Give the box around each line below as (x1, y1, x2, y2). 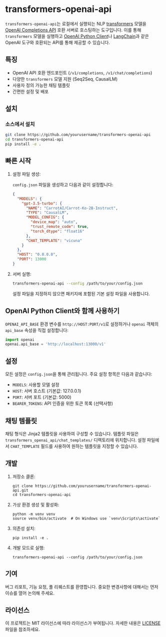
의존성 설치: (12, 525, 36, 531)
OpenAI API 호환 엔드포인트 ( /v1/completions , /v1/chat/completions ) (12, 69, 152, 75)
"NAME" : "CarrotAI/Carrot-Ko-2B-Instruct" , (25, 205, 118, 210)
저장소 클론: (12, 473, 36, 479)
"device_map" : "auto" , (30, 219, 78, 224)
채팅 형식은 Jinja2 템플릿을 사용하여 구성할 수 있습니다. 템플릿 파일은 (5, 430, 139, 436)
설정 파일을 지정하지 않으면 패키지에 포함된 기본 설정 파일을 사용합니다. (12, 290, 150, 296)
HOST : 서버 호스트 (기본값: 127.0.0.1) (12, 388, 81, 394)
